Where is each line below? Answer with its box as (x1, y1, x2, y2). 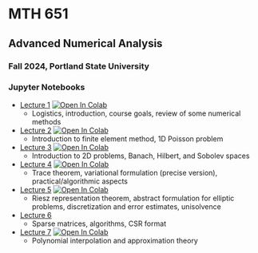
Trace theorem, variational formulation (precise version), (31, 168, 218, 177)
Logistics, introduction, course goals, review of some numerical (31, 109, 241, 118)
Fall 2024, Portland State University (8, 61, 150, 72)
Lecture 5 (19, 184, 52, 194)
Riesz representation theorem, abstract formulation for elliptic (31, 193, 235, 203)
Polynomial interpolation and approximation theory (31, 235, 198, 245)
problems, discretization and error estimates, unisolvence (31, 201, 221, 211)
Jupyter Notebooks (8, 81, 85, 93)
